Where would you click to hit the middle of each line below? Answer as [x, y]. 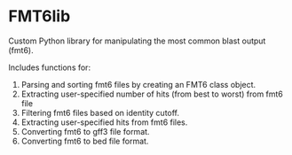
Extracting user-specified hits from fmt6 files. [104, 122]
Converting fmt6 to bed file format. [85, 141]
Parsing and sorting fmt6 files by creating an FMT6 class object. [138, 84]
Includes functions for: [49, 67]
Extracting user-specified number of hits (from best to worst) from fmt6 [152, 94]
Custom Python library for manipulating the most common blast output [137, 41]
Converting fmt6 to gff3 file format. [85, 131]
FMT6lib [39, 16]
